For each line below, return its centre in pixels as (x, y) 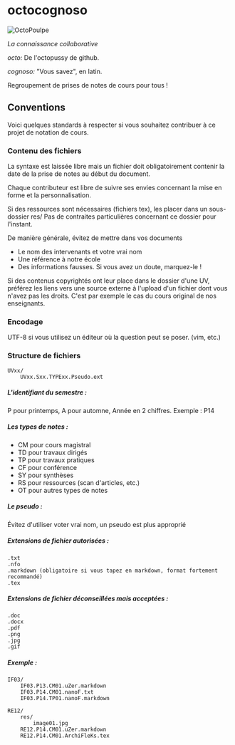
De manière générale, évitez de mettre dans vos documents (95, 238)
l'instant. (20, 224)
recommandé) (25, 577)
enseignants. (26, 303)
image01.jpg (51, 724)
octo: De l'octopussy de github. (53, 57)
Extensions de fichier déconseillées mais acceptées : (88, 599)
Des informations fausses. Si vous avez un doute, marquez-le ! (109, 267)
